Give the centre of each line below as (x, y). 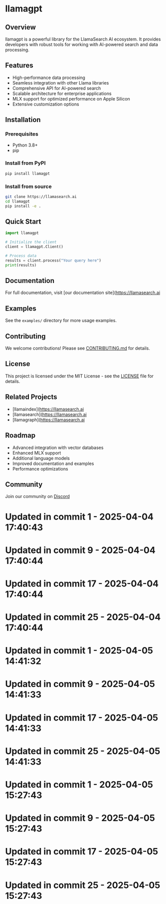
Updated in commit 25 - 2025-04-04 (83, 617)
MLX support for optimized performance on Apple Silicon (71, 98)
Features (19, 65)
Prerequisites (22, 134)
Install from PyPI (25, 163)
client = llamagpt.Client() (34, 247)
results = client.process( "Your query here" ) (53, 260)
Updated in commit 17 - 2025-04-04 (82, 583)
